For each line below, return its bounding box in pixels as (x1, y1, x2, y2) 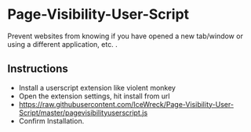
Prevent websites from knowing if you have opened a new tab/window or (7, 31, 244, 41)
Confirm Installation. (18, 116, 85, 126)
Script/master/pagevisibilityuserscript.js (18, 108, 148, 117)
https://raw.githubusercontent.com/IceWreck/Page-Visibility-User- (18, 99, 235, 109)
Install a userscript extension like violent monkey (18, 83, 176, 92)
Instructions (7, 62, 68, 76)
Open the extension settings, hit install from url (18, 91, 170, 101)
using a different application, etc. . (7, 39, 118, 48)
